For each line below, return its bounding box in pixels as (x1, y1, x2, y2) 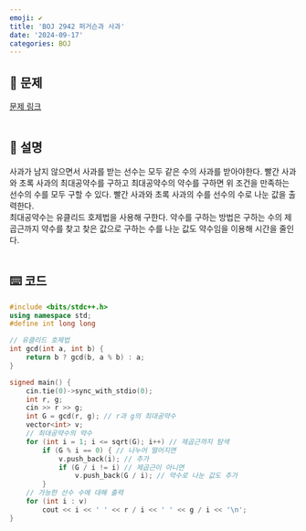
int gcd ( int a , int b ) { (9, 345, 104, 354)
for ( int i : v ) (26, 497, 89, 506)
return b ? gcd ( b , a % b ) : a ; (26, 353, 145, 362)
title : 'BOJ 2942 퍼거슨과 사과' (9, 22, 125, 31)
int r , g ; (26, 395, 64, 404)
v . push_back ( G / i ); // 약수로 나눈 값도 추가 (74, 472, 238, 481)
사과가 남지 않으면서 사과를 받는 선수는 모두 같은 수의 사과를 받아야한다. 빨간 (9, 165, 280, 176)
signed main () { (9, 377, 71, 387)
